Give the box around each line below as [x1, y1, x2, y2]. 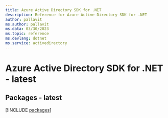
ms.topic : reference [5, 31, 50, 36]
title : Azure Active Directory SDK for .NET [5, 7, 102, 13]
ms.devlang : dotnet [5, 36, 47, 41]
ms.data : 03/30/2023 [5, 26, 50, 32]
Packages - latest [5, 94, 62, 102]
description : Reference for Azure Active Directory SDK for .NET [5, 12, 147, 17]
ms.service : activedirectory [5, 41, 67, 46]
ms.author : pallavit [5, 21, 50, 27]
